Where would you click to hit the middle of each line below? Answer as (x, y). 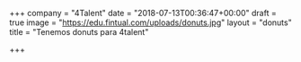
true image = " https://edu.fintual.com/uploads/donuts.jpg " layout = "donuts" (150, 22)
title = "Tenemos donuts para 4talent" (79, 32)
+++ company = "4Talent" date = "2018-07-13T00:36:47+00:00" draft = (143, 13)
